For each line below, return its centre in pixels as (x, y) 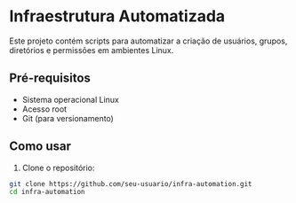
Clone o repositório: (58, 168)
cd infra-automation (48, 192)
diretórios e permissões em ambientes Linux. (92, 50)
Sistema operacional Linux (71, 99)
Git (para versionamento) (68, 118)
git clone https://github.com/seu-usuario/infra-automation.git (131, 183)
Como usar (40, 147)
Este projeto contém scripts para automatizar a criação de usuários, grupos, (148, 41)
